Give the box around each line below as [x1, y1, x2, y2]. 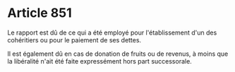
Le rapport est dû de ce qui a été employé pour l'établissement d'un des [7, 28, 217, 37]
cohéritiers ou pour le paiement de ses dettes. [7, 35, 142, 44]
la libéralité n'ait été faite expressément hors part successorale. [7, 56, 192, 65]
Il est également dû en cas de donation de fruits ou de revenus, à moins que [7, 49, 229, 58]
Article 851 [7, 5, 72, 21]
